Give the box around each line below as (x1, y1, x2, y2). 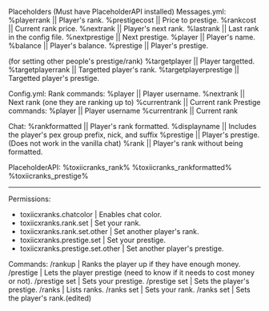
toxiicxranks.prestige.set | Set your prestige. (19, 236, 167, 244)
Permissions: (8, 194, 51, 204)
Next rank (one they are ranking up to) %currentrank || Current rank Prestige (8, 98, 261, 107)
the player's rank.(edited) (8, 293, 92, 303)
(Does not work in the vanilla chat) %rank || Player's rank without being (8, 139, 243, 147)
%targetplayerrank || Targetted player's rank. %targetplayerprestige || (8, 65, 239, 75)
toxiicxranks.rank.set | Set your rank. (19, 218, 142, 228)
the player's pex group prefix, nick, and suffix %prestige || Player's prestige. (8, 130, 260, 139)
